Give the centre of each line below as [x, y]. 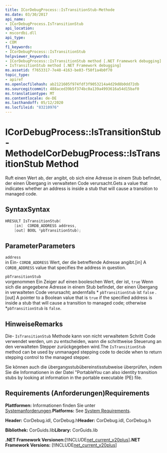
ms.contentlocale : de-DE [31, 98]
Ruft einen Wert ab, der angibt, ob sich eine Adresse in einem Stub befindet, [83, 177]
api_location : [20, 28]
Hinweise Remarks [34, 324]
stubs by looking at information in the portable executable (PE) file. [74, 377]
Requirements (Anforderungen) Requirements [77, 393]
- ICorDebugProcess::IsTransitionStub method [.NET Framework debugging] [83, 61]
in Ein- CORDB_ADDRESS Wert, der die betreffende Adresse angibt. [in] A [76, 262]
